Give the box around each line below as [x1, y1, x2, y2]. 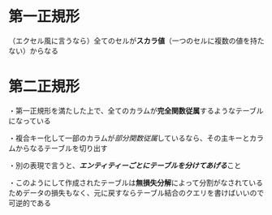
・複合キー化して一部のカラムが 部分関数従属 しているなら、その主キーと [8, 133, 250, 143]
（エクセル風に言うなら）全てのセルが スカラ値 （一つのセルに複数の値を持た [8, 36, 265, 45]
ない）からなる [8, 45, 58, 55]
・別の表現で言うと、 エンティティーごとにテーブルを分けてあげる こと [8, 160, 242, 170]
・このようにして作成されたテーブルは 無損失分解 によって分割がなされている [8, 178, 264, 187]
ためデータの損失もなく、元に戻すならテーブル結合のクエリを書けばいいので [8, 187, 265, 197]
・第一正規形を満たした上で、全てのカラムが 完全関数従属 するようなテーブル [8, 105, 264, 115]
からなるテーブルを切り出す [15, 143, 108, 153]
